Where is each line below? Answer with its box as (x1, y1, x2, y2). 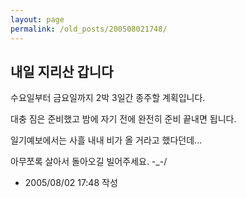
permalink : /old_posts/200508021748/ (10, 24, 168, 34)
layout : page (10, 14, 65, 25)
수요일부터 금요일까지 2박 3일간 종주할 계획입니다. (10, 92, 206, 104)
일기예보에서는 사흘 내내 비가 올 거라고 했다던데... (10, 134, 203, 146)
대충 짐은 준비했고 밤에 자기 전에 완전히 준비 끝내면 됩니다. (10, 113, 237, 125)
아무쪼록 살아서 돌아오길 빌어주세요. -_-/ (10, 156, 168, 168)
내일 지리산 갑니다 (10, 63, 114, 80)
